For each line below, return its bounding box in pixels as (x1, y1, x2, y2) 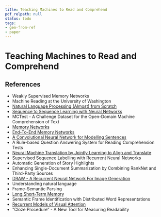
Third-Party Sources (12, 170, 53, 176)
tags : (5, 20, 16, 26)
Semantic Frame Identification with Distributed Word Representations (12, 196, 150, 202)
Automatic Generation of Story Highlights (12, 160, 95, 166)
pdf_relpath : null (5, 12, 42, 17)
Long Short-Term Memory (12, 191, 64, 197)
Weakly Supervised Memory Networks (12, 93, 90, 99)
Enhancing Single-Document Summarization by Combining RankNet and (12, 166, 157, 171)
